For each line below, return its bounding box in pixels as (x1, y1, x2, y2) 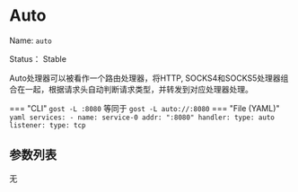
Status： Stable (9, 53, 67, 64)
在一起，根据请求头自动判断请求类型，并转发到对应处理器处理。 (16, 83, 253, 94)
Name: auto (9, 35, 52, 46)
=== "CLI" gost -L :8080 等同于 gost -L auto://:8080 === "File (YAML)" (9, 102, 280, 113)
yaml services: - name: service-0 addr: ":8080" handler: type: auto (9, 113, 276, 122)
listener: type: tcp (9, 120, 87, 130)
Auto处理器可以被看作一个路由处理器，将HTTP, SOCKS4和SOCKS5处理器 (9, 73, 281, 83)
